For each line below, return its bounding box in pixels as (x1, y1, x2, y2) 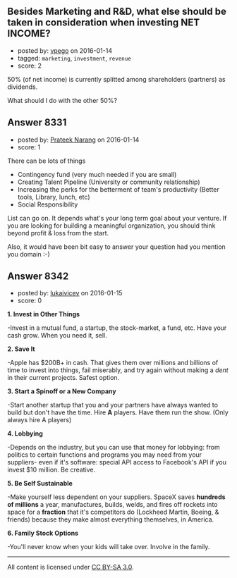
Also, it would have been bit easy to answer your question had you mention (7, 242, 226, 251)
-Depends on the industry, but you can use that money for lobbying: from (7, 443, 220, 452)
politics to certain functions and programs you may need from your (7, 450, 202, 459)
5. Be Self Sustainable (7, 479, 73, 488)
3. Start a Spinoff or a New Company (7, 387, 116, 395)
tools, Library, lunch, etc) (17, 192, 90, 201)
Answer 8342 (7, 271, 69, 283)
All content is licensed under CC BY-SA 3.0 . (7, 563, 134, 572)
